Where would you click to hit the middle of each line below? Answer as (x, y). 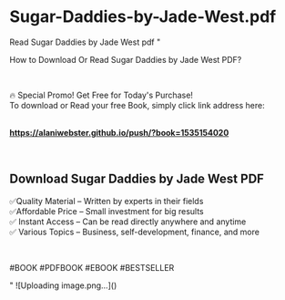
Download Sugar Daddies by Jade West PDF (137, 179)
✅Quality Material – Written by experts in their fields (107, 201)
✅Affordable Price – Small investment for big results (107, 211)
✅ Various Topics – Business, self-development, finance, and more (134, 232)
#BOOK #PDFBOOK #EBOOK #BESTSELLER (92, 267)
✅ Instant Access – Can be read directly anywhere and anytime (128, 222)
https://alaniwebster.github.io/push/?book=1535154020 (119, 132)
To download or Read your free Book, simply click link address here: (137, 105)
